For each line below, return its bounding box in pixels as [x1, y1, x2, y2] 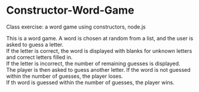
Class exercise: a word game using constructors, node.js [6, 23, 146, 30]
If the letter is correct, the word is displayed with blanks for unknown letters [6, 47, 192, 54]
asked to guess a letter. [6, 41, 64, 48]
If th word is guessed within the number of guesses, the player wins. [6, 78, 174, 86]
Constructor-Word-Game [6, 4, 134, 17]
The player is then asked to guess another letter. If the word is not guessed [6, 66, 191, 73]
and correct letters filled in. [6, 53, 73, 61]
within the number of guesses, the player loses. [6, 72, 124, 80]
